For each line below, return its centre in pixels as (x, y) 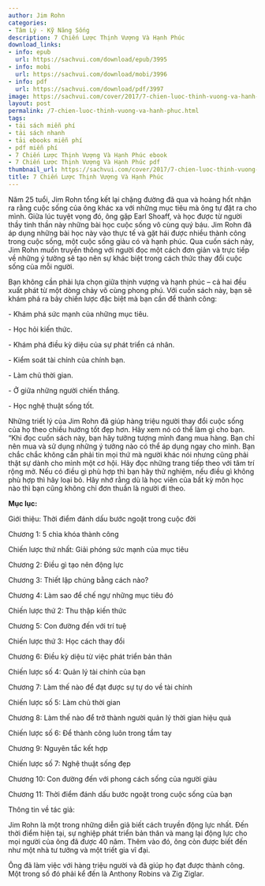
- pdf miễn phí (33, 148)
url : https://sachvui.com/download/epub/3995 (91, 60)
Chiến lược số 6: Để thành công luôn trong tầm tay (90, 733)
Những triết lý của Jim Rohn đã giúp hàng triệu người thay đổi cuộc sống (126, 421)
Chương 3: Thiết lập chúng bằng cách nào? (78, 580)
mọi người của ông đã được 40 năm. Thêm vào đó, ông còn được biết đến (128, 841)
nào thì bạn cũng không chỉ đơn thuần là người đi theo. (97, 488)
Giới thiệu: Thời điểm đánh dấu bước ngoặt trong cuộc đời (102, 519)
